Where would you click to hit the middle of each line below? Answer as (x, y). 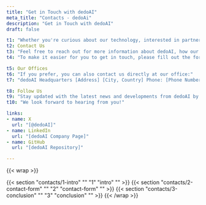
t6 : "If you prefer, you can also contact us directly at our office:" (100, 74)
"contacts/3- (161, 189)
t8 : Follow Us (25, 91)
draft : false (23, 29)
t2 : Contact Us (26, 46)
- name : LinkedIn (29, 130)
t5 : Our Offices (27, 68)
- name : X (19, 119)
